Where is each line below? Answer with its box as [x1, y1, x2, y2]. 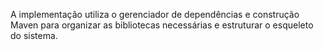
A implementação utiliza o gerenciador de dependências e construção [10, 9, 300, 20]
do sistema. [10, 30, 58, 41]
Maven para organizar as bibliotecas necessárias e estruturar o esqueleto [10, 19, 314, 31]
